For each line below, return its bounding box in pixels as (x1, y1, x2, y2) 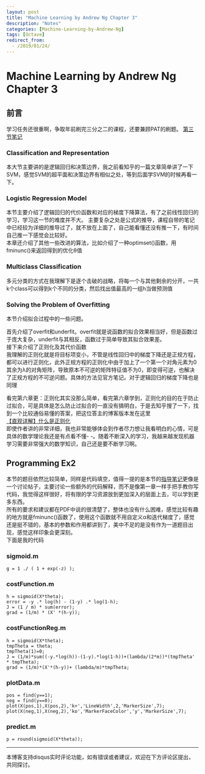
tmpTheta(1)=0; (6, 648, 45, 654)
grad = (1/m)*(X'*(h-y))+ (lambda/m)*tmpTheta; (6, 664, 130, 670)
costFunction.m (6, 580, 54, 588)
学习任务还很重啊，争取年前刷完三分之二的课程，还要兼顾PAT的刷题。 (6, 125, 182, 132)
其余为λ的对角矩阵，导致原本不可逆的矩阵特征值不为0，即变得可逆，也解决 (6, 366, 195, 374)
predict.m (6, 722, 37, 731)
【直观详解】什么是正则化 (6, 418, 71, 425)
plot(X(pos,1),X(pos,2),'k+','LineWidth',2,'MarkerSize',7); (6, 703, 165, 709)
